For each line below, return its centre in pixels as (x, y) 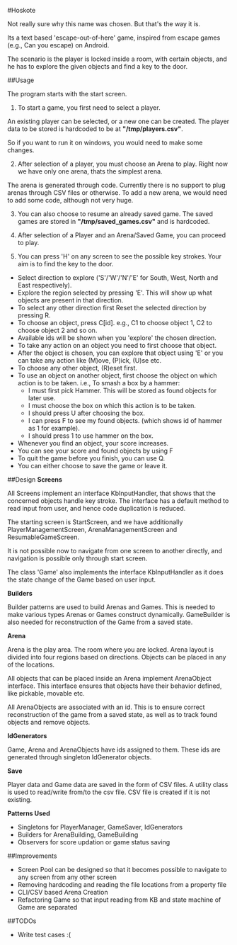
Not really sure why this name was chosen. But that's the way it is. (104, 24)
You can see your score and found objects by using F (95, 451)
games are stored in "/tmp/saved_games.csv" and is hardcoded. (114, 221)
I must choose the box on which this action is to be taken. (112, 406)
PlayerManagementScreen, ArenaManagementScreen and (92, 530)
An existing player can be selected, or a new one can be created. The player (118, 121)
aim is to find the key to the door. (65, 264)
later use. (42, 398)
